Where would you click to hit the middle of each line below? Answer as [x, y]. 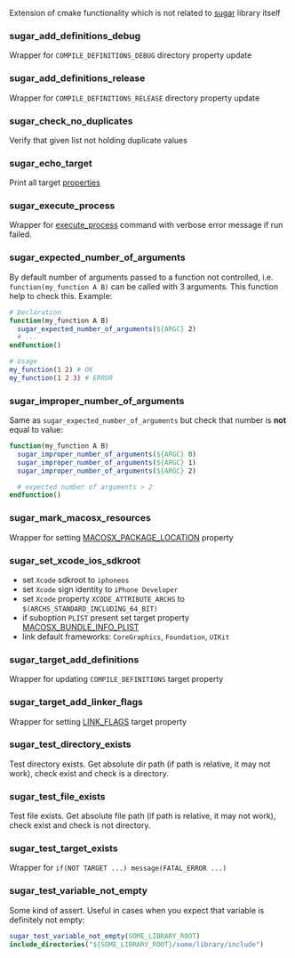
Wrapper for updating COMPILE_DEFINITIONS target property [116, 679]
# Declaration [36, 312]
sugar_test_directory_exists [70, 744]
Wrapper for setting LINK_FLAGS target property [98, 721]
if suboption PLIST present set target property [105, 617]
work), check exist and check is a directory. [89, 773]
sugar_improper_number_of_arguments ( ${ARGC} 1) [107, 462]
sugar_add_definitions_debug [75, 36]
